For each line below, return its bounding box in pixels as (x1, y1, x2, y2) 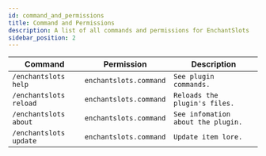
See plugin (173, 72, 215, 82)
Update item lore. (173, 132, 243, 142)
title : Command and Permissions (8, 19, 115, 27)
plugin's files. (173, 99, 235, 108)
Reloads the (173, 91, 219, 100)
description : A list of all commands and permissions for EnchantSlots (8, 26, 249, 34)
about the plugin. (173, 118, 243, 127)
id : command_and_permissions (8, 11, 104, 20)
